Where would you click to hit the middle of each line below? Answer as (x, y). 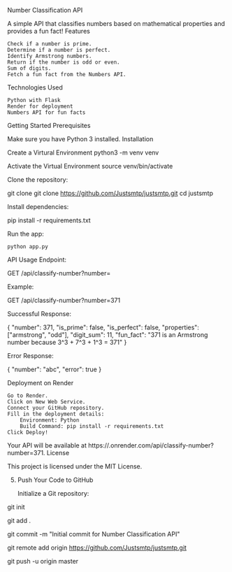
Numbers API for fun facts (46, 113)
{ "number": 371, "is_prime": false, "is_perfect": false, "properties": (103, 327)
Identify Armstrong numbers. (50, 56)
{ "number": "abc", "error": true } (55, 369)
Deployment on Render (41, 383)
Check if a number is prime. (50, 44)
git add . (19, 521)
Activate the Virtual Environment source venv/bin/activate (90, 166)
